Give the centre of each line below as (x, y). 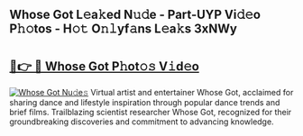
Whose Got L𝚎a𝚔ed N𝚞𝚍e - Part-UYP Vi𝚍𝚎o (135, 15)
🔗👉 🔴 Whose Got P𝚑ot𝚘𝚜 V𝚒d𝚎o (105, 66)
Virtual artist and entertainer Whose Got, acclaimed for (192, 92)
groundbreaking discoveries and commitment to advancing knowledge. (142, 122)
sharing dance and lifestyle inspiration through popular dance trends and (145, 102)
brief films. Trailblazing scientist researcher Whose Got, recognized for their (151, 112)
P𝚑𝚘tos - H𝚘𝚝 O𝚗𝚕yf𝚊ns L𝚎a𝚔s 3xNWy (123, 29)
